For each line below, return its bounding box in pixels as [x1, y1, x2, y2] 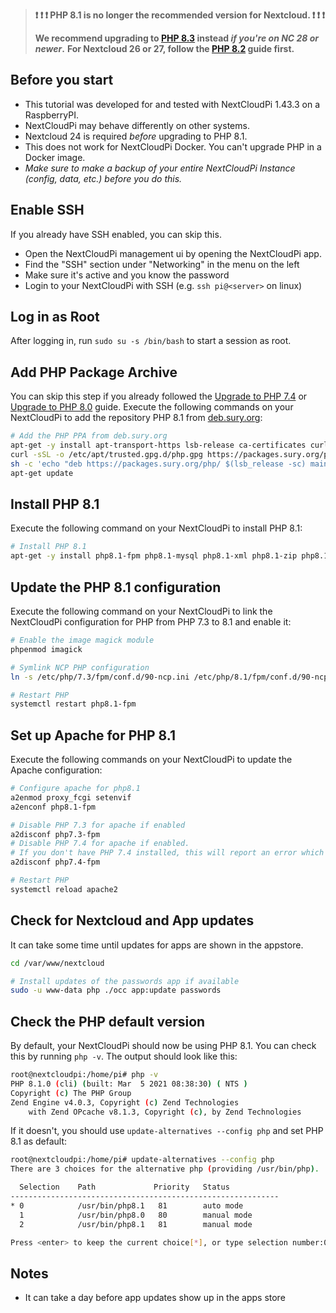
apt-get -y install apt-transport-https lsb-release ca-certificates [10, 440, 307, 451]
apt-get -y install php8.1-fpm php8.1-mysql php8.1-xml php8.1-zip [10, 551, 298, 561]
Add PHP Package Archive [10, 364, 178, 381]
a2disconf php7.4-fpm [10, 857, 101, 868]
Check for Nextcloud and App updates [10, 912, 255, 929]
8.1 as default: [10, 1135, 68, 1148]
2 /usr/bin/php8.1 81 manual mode [19, 1219, 253, 1229]
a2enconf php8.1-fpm [10, 802, 97, 812]
